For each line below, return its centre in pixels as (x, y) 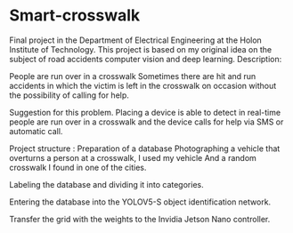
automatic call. (36, 131)
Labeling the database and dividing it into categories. (106, 184)
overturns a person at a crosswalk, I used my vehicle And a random (133, 157)
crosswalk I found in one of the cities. (78, 167)
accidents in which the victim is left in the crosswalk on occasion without (143, 85)
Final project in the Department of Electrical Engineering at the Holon (136, 40)
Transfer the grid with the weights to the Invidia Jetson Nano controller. (140, 219)
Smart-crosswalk (75, 16)
